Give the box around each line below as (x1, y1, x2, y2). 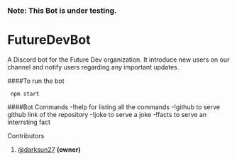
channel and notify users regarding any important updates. (7, 62, 180, 71)
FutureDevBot (7, 32, 91, 48)
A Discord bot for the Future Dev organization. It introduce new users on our (7, 55, 230, 64)
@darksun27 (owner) (17, 145, 81, 154)
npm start (10, 90, 40, 97)
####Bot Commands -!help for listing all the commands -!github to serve (7, 102, 220, 111)
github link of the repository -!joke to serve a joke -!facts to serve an (7, 110, 207, 118)
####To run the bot (7, 77, 65, 85)
